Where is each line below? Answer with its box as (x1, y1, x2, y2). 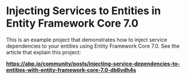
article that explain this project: (6, 48, 81, 55)
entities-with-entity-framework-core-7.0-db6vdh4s (6, 66, 137, 73)
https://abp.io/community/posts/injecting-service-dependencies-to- (6, 60, 181, 67)
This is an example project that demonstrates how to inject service (6, 36, 168, 43)
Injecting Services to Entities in (6, 4, 161, 18)
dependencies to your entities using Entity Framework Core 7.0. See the (6, 42, 180, 50)
